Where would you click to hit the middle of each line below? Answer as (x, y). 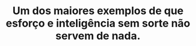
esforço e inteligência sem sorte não (98, 23)
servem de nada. (98, 36)
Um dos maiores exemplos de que (98, 11)
